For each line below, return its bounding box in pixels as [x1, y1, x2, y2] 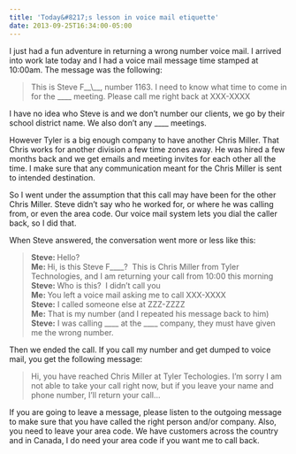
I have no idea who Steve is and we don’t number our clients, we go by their [9, 108, 285, 119]
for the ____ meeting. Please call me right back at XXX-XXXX [30, 90, 251, 102]
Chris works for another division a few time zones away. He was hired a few [9, 143, 285, 155]
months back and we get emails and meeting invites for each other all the [9, 153, 277, 164]
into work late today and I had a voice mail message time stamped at [9, 55, 259, 65]
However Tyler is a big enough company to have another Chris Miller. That [9, 135, 280, 145]
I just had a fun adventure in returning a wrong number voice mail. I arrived [9, 45, 282, 56]
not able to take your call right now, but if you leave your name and [30, 380, 274, 390]
